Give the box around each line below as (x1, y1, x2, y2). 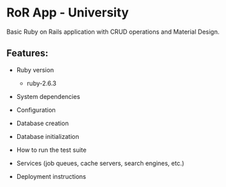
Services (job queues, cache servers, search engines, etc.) (16, 159, 185, 167)
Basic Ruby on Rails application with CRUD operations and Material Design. (6, 27, 220, 36)
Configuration (16, 105, 56, 114)
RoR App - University (6, 5, 129, 21)
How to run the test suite (16, 146, 87, 154)
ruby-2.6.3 (26, 79, 56, 87)
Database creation (16, 119, 70, 127)
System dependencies (16, 92, 81, 100)
